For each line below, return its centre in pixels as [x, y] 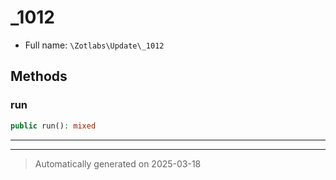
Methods [39, 76]
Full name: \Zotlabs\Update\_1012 [94, 45]
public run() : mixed [53, 126]
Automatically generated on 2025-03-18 [118, 163]
